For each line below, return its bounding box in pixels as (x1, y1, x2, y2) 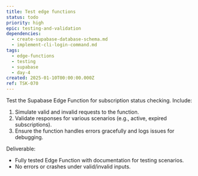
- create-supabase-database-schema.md (11, 36, 109, 42)
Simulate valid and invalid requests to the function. (14, 108, 140, 115)
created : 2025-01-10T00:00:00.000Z (6, 75, 95, 81)
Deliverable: (6, 145, 36, 152)
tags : (6, 48, 20, 54)
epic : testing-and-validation (6, 25, 82, 32)
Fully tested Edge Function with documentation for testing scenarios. (14, 157, 184, 164)
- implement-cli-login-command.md (11, 42, 97, 48)
